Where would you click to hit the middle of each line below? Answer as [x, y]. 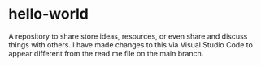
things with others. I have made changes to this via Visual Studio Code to [131, 44]
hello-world [49, 14]
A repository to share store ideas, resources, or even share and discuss [128, 36]
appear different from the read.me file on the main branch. [106, 53]
